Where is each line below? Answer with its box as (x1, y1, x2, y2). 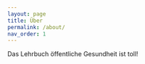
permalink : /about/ (7, 23, 66, 31)
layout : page (7, 10, 46, 18)
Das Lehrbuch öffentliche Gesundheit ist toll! (7, 50, 139, 58)
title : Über (7, 17, 43, 24)
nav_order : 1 (7, 30, 46, 38)
